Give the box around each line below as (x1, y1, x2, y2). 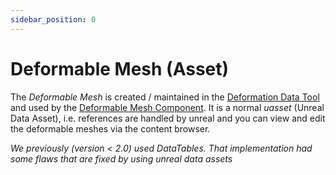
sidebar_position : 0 (10, 14, 97, 25)
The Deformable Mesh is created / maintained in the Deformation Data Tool (10, 91, 320, 103)
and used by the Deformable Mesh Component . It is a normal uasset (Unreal (10, 101, 325, 113)
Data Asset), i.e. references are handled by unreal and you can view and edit (10, 112, 326, 124)
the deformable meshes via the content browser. (10, 122, 211, 135)
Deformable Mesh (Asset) (10, 57, 230, 80)
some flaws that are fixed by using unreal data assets (10, 152, 233, 165)
